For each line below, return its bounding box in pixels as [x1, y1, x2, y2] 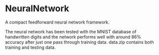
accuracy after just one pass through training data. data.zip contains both [5, 39, 154, 45]
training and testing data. [5, 44, 56, 50]
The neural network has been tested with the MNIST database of [5, 28, 137, 34]
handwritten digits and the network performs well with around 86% [5, 34, 141, 40]
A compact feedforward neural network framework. [5, 19, 110, 25]
